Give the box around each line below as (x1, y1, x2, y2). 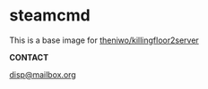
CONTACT (9, 52, 49, 62)
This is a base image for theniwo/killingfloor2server (9, 35, 199, 45)
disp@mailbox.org (9, 69, 76, 80)
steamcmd (9, 5, 91, 26)
